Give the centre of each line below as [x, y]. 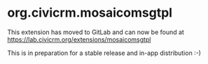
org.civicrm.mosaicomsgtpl [90, 13]
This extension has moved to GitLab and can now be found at [96, 32]
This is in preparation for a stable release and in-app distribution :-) [104, 53]
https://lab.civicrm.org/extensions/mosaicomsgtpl [79, 39]
